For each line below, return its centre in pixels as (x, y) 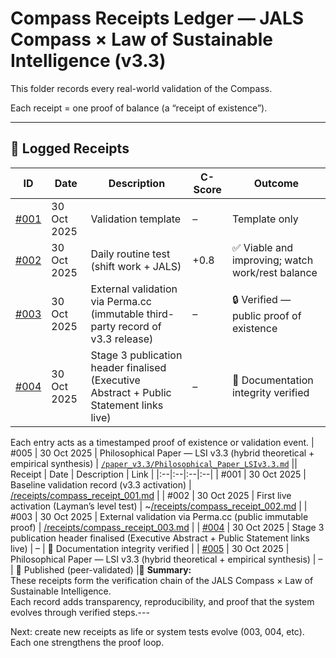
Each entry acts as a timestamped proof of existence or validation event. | (162, 442)
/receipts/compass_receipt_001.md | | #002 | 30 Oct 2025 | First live (151, 495)
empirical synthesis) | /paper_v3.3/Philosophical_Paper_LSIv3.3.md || (154, 463)
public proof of (266, 316)
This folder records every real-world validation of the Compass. (141, 88)
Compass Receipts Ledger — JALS (157, 18)
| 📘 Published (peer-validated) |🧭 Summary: (101, 569)
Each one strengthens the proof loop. (87, 642)
